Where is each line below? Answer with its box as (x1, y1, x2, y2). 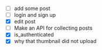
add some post (13, 5, 50, 12)
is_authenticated (13, 31, 54, 38)
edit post (13, 18, 36, 25)
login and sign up (13, 12, 56, 19)
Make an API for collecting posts (13, 24, 93, 31)
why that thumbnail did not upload (13, 38, 97, 45)
